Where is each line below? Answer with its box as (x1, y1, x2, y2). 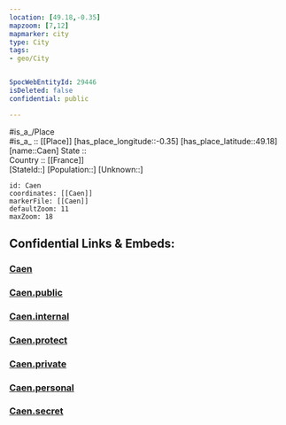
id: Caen (9, 181, 42, 190)
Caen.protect (9, 334, 68, 346)
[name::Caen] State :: (9, 145, 87, 156)
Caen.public (9, 286, 64, 298)
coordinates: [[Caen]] (9, 189, 93, 197)
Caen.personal (9, 382, 75, 394)
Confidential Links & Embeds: (9, 236, 175, 251)
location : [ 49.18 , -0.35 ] (9, 12, 101, 22)
